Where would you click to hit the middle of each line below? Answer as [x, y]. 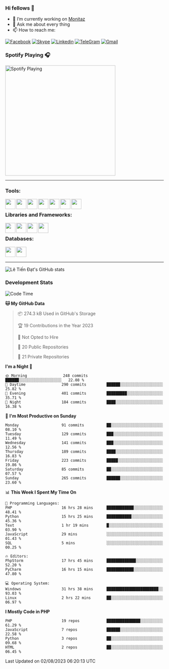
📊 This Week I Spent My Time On [41, 492]
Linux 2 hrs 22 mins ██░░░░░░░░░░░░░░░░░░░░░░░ [84, 598]
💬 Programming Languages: [32, 503]
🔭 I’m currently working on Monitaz [49, 19]
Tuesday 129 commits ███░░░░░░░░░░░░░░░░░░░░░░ [84, 434]
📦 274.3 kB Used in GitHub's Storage [57, 313]
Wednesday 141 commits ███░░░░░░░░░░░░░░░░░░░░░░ [84, 443]
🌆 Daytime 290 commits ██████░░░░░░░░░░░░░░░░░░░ [84, 384]
